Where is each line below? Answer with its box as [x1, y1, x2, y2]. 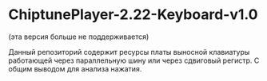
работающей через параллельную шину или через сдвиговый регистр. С [8, 56, 260, 65]
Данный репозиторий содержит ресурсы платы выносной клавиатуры [8, 47, 250, 56]
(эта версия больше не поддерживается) [8, 32, 149, 41]
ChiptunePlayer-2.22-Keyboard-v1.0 [8, 6, 258, 24]
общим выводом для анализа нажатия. [8, 64, 142, 73]
